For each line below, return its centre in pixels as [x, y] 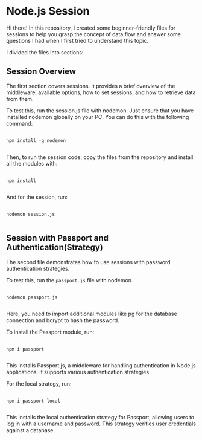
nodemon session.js [31, 214]
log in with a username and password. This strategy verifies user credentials [101, 424]
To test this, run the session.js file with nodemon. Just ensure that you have [100, 111]
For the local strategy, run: [39, 383]
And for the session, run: [37, 197]
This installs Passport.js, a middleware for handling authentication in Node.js [101, 365]
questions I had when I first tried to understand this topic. [77, 40]
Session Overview [41, 72]
